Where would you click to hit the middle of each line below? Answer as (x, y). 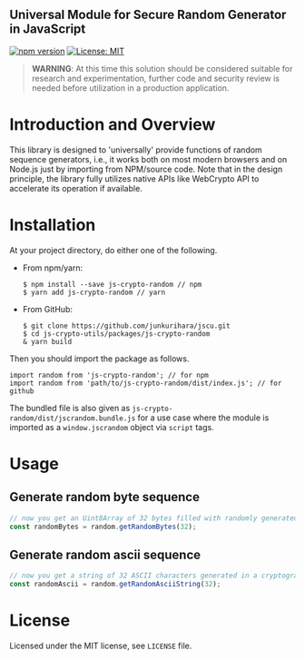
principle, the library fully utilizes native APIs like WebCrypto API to (134, 178)
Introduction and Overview (113, 124)
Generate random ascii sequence (105, 554)
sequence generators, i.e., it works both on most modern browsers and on (148, 159)
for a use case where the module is (203, 418)
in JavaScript (48, 30)
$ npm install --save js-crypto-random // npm (112, 284)
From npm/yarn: (53, 268)
